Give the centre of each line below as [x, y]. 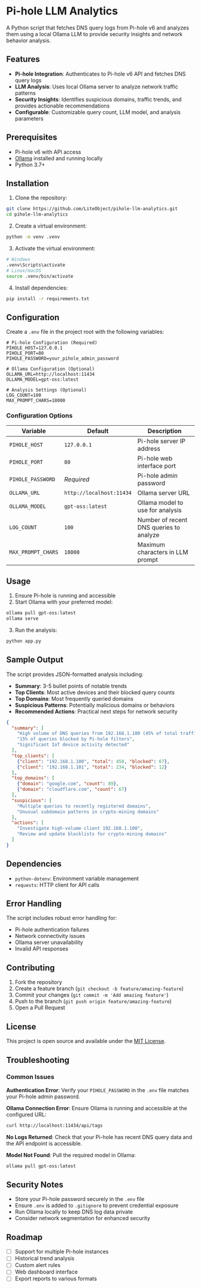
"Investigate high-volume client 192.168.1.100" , [80, 829]
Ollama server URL [164, 493]
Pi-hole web [155, 459]
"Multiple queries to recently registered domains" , [84, 806]
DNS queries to [159, 528]
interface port [157, 466]
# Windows [19, 259]
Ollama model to [160, 503]
